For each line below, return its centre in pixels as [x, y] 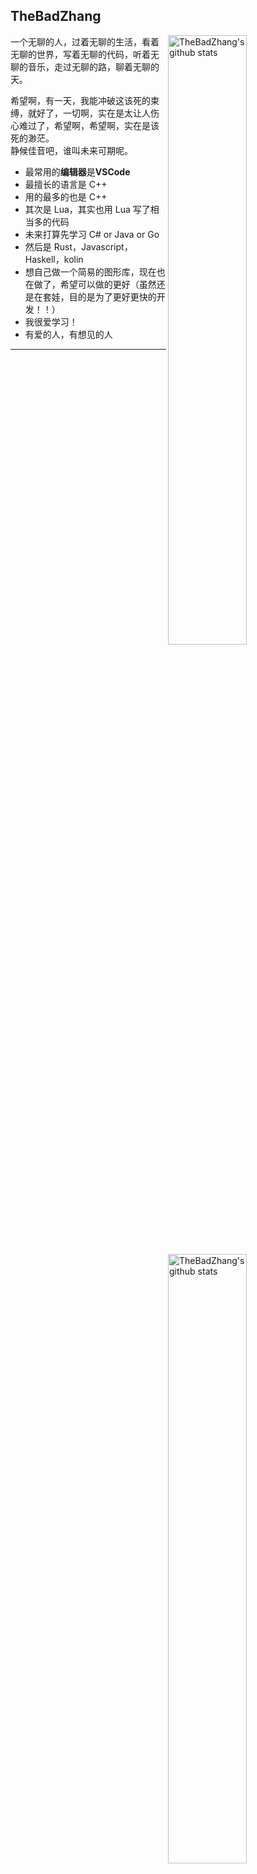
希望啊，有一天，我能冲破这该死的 [80, 100]
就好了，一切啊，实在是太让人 [89, 113]
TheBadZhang [56, 16]
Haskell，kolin [54, 259]
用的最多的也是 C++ [66, 196]
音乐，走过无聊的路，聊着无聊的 [93, 66]
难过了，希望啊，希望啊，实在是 [84, 125]
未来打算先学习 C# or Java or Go [92, 234]
